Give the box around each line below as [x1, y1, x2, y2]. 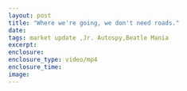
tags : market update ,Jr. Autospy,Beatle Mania [8, 33, 169, 42]
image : [8, 70, 30, 78]
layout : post [8, 11, 52, 20]
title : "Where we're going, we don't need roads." [8, 19, 180, 27]
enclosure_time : [8, 63, 62, 71]
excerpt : [8, 41, 37, 49]
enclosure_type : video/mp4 [8, 56, 98, 64]
